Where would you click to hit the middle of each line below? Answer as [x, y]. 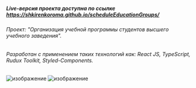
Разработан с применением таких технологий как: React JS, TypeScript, [98, 54]
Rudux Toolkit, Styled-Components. [50, 60]
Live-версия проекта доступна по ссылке [61, 8]
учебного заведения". [34, 35]
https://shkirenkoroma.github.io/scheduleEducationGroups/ [83, 14]
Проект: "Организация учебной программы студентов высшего [88, 29]
